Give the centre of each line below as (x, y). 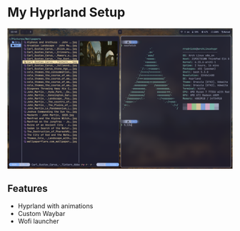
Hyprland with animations (55, 206)
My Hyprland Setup (66, 12)
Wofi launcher (38, 221)
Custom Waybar (41, 213)
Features (27, 189)
